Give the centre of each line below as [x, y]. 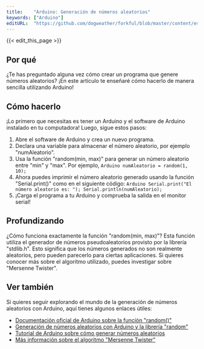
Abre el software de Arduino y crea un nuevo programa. [85, 139]
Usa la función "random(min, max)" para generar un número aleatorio [102, 159]
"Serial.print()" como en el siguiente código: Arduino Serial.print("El [104, 184]
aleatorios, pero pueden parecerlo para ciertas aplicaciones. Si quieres [95, 255]
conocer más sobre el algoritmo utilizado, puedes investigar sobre [89, 261]
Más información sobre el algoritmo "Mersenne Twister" [85, 339]
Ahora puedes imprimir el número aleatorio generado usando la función [104, 177]
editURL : [17, 23]
